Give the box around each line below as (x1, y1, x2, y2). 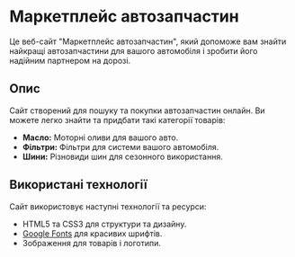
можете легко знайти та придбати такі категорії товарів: (9, 114, 226, 125)
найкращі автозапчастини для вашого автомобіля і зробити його (9, 45, 258, 56)
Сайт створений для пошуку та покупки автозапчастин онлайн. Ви (9, 105, 265, 116)
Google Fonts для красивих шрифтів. (22, 227, 163, 239)
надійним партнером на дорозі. (9, 55, 131, 66)
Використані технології (9, 177, 147, 192)
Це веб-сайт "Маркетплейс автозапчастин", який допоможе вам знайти (9, 36, 287, 47)
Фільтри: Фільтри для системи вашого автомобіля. (22, 141, 219, 152)
